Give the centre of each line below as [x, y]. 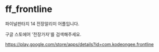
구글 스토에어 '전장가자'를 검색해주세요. [43, 34]
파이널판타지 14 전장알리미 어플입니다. [42, 23]
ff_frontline [29, 9]
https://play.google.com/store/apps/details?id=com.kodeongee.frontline [79, 44]
